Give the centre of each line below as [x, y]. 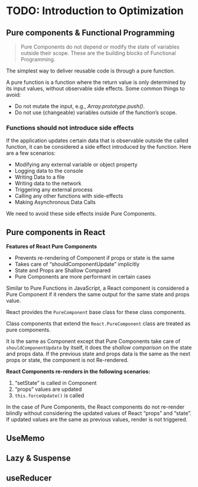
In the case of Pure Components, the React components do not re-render [95, 407]
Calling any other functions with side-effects [69, 196]
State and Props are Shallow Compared [63, 270]
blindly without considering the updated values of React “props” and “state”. [99, 413]
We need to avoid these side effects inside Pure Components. [81, 214]
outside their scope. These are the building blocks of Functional [98, 53]
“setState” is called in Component [56, 383]
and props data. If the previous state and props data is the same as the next [98, 354]
